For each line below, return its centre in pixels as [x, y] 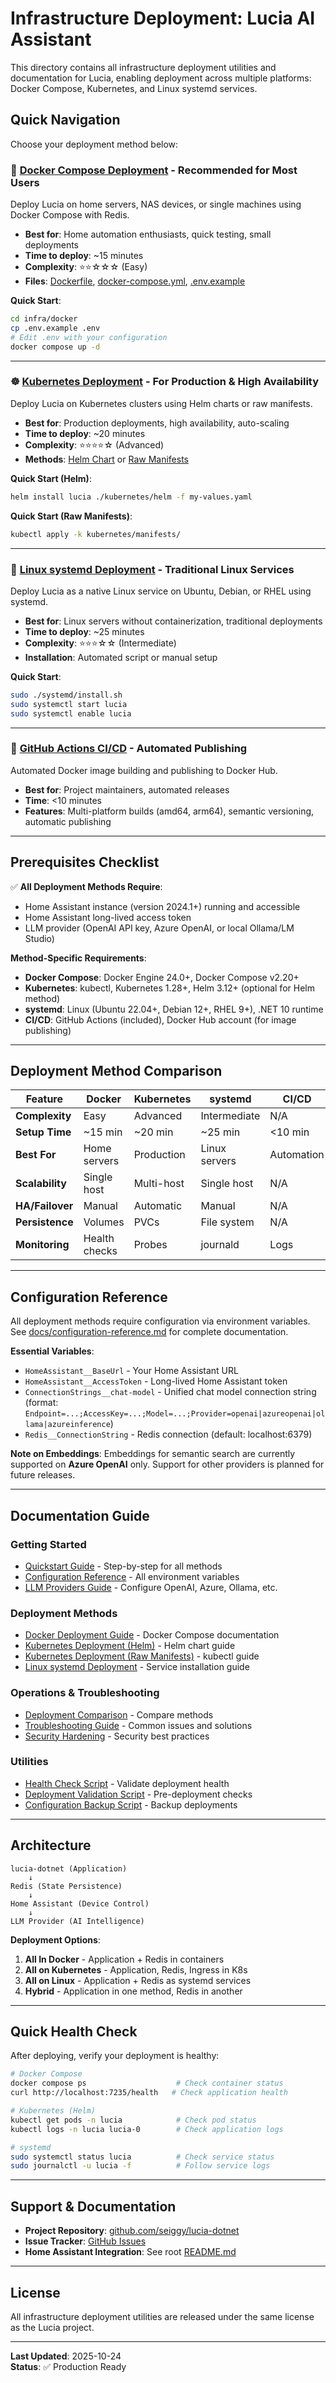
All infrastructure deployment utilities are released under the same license [162, 2316]
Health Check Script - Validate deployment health [127, 1783]
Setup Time [43, 1132]
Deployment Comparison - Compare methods [119, 1714]
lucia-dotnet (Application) [69, 1868]
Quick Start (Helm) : [51, 478]
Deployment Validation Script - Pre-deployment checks [138, 1794]
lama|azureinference [67, 1425]
